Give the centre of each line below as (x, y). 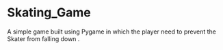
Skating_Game (49, 13)
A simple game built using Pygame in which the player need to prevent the (112, 32)
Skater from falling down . (43, 38)
